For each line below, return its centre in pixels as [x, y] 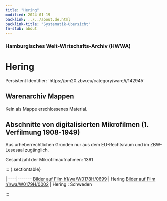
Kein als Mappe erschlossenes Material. [46, 109]
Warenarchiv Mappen [40, 97]
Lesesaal [15, 150]
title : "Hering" [22, 10]
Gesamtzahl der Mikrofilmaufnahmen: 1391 [49, 159]
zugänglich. [37, 150]
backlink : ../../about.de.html [38, 19]
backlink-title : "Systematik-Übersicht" [48, 24]
